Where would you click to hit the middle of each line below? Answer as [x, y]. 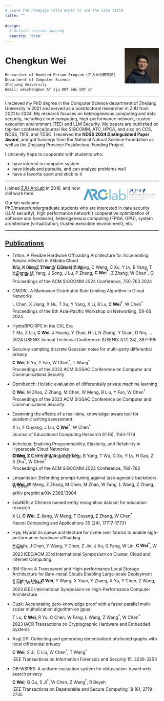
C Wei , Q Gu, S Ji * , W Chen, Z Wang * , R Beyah [59, 681]
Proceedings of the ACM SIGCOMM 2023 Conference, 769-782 [76, 468]
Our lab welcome [22, 202]
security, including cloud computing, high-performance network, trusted [78, 119]
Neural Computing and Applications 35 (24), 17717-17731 [69, 523]
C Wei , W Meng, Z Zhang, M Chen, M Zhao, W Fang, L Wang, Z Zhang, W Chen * [83, 485]
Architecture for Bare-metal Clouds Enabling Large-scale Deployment [82, 574]
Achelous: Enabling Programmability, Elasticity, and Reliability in [76, 444]
